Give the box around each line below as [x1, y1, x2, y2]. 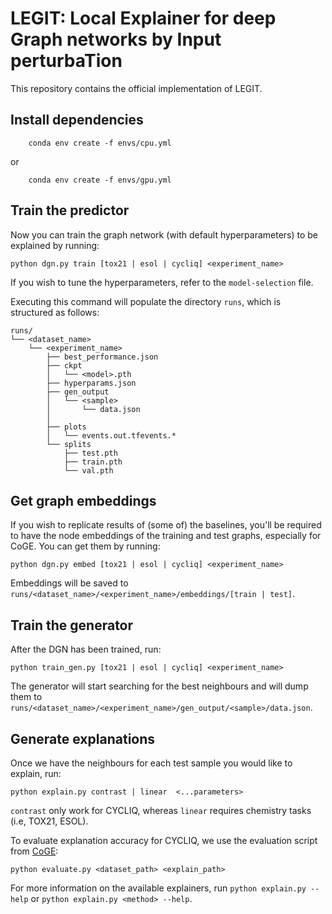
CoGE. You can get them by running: [10, 540, 161, 552]
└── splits [46, 439, 92, 449]
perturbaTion [10, 50, 123, 72]
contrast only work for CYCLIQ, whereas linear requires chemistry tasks [10, 805, 312, 816]
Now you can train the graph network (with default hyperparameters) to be [10, 228, 319, 241]
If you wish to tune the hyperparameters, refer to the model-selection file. [10, 276, 314, 288]
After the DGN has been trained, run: [10, 643, 162, 656]
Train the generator [10, 617, 134, 634]
